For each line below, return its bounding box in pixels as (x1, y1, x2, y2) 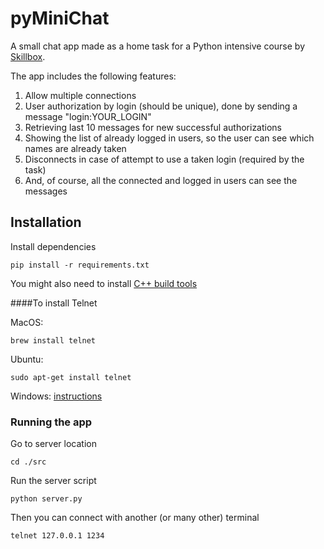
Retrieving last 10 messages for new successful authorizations (24, 121, 283, 133)
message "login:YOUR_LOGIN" (24, 110, 152, 122)
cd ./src (10, 457, 47, 467)
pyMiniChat (10, 7, 110, 30)
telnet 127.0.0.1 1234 (10, 531, 105, 541)
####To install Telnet (10, 297, 98, 309)
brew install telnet (10, 335, 97, 346)
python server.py (10, 494, 83, 504)
